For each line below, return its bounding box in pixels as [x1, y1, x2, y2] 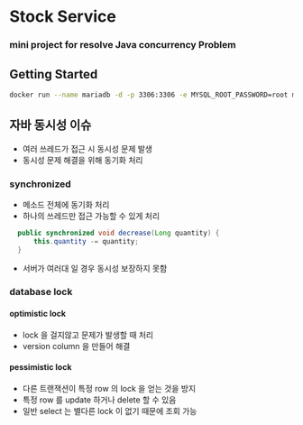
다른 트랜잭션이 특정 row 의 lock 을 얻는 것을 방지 [22, 383, 197, 393]
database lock [9, 286, 73, 299]
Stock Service [9, 6, 117, 27]
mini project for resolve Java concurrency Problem [9, 39, 236, 51]
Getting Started [9, 66, 98, 82]
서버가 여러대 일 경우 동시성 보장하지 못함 [22, 263, 168, 273]
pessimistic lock [9, 362, 72, 373]
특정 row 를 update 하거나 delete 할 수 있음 [22, 394, 177, 405]
